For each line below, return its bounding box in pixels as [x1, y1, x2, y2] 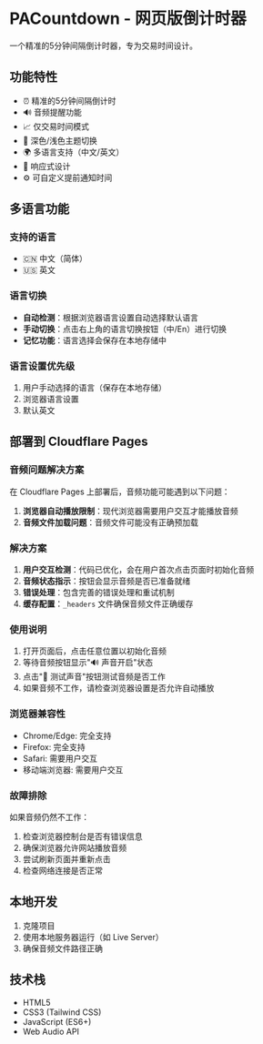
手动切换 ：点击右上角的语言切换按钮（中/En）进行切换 [22, 323, 228, 334]
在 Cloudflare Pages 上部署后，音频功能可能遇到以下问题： [9, 486, 230, 497]
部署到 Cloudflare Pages [9, 434, 148, 450]
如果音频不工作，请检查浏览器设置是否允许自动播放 [22, 683, 215, 694]
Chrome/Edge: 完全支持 [22, 730, 112, 741]
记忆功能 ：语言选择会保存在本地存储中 [22, 334, 167, 346]
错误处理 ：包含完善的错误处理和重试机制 [22, 587, 175, 598]
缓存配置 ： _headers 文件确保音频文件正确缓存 [22, 598, 194, 610]
